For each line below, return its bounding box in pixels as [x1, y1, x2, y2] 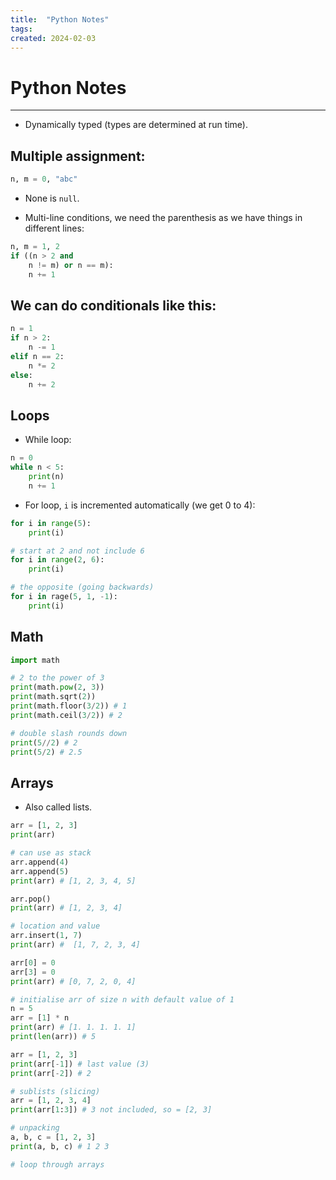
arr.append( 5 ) [10, 866, 70, 876]
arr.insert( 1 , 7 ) [10, 931, 83, 941]
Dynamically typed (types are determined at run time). [24, 119, 249, 131]
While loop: [24, 434, 72, 446]
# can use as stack [10, 848, 92, 858]
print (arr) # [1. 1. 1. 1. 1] [10, 1022, 137, 1033]
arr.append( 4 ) [10, 857, 70, 867]
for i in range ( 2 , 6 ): [10, 555, 105, 565]
